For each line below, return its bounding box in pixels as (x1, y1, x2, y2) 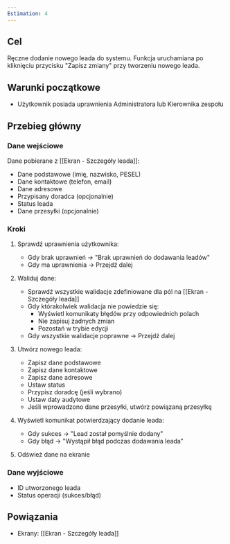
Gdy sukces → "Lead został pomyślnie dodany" (27, 430, 163, 438)
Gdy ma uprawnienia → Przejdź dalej (27, 261, 133, 269)
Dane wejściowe (7, 141, 64, 150)
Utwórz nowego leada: (17, 345, 82, 353)
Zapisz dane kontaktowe (27, 366, 98, 374)
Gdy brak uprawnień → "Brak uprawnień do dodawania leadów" (27, 254, 210, 262)
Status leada (17, 199, 53, 208)
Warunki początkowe (7, 81, 100, 94)
